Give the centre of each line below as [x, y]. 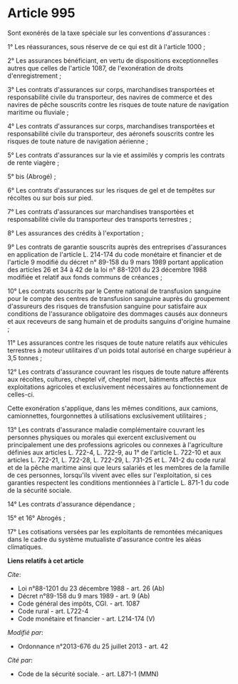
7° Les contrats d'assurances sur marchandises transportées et [101, 211]
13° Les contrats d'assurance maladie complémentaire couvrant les [106, 429]
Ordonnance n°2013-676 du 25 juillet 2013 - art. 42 [93, 646]
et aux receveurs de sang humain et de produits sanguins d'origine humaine [119, 321]
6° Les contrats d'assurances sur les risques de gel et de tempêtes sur [111, 190]
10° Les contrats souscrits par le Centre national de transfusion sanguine [114, 291]
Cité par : [20, 660]
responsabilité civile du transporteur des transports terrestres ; [99, 219]
